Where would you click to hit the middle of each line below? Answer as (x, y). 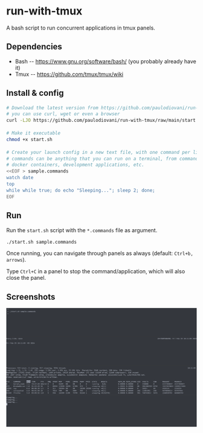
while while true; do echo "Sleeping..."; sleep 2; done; (81, 190)
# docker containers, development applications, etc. (76, 165)
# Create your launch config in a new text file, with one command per (98, 152)
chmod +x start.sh (29, 139)
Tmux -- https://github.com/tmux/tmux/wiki (69, 74)
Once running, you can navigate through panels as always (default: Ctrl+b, (100, 253)
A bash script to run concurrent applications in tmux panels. (81, 28)
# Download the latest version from (52, 108)
